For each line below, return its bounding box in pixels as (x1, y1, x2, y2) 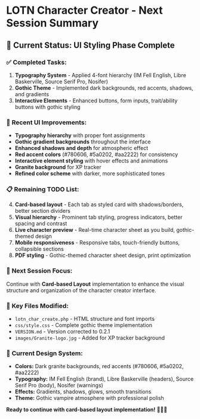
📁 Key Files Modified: (6, 301, 69, 310)
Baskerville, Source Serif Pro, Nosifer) (14, 78, 109, 85)
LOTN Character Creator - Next (6, 4, 163, 17)
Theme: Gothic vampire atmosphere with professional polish (14, 394, 164, 402)
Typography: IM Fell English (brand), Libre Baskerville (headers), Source (14, 375, 194, 383)
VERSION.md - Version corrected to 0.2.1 (14, 328, 110, 335)
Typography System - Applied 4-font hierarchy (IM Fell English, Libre (14, 71, 186, 78)
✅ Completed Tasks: (6, 58, 67, 66)
